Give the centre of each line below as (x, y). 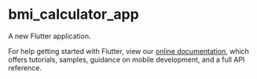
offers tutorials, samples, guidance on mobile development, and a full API (127, 59)
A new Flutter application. (50, 36)
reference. (25, 67)
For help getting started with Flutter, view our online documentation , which (129, 51)
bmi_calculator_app (73, 14)
